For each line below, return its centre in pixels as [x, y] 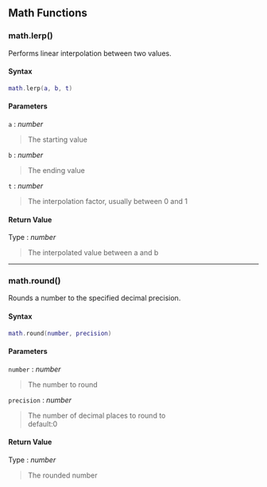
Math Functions [48, 13]
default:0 [43, 424]
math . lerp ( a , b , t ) [41, 88]
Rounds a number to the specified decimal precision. [95, 298]
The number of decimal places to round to [97, 415]
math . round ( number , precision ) [60, 333]
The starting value [57, 139]
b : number [26, 155]
